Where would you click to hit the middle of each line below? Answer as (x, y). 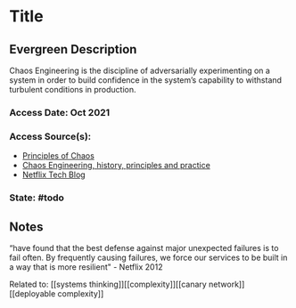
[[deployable (33, 293)
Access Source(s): (50, 136)
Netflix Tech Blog (54, 174)
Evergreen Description (73, 49)
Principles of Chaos (58, 156)
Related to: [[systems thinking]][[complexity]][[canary (108, 284)
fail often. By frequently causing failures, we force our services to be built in (148, 257)
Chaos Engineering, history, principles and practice (116, 166)
